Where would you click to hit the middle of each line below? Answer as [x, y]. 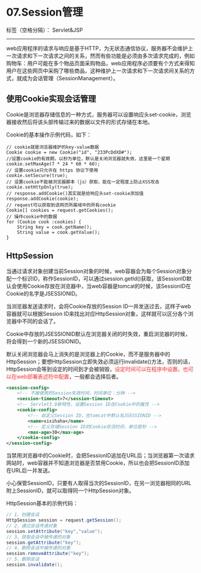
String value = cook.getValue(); [59, 232]
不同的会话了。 [40, 321]
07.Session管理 [45, 12]
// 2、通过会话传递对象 [32, 526]
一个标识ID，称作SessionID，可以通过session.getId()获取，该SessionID [99, 278]
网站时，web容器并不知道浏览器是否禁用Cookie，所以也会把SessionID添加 [98, 463]
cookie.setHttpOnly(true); [40, 187]
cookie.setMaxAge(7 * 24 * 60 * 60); [53, 164]
